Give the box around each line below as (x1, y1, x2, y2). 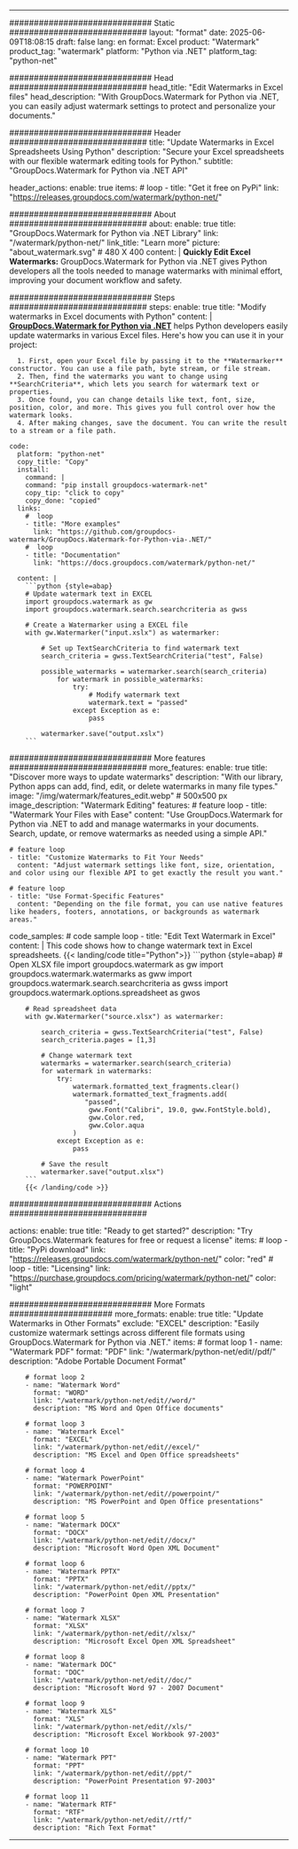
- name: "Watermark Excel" (25, 1427, 125, 1436)
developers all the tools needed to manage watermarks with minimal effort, (9, 265, 283, 276)
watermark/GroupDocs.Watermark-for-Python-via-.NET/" (9, 535, 213, 544)
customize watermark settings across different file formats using (9, 1328, 246, 1338)
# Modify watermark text (88, 691, 180, 699)
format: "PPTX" (32, 1575, 90, 1584)
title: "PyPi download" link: (9, 1245, 106, 1254)
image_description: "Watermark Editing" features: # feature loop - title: (9, 800, 268, 810)
